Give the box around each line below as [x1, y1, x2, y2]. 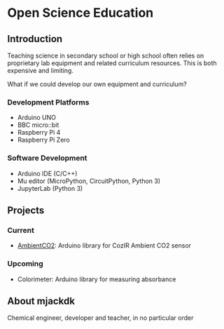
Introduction [7, 33, 63, 45]
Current [7, 225, 35, 235]
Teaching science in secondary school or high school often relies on [7, 51, 204, 60]
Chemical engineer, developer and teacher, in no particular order [7, 314, 194, 322]
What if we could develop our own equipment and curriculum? [7, 80, 187, 88]
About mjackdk [7, 295, 76, 307]
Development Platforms [7, 97, 90, 107]
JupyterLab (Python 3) [17, 184, 83, 192]
